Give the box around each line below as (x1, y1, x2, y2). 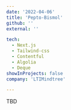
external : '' (6, 25, 39, 32)
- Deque (11, 65, 31, 71)
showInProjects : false (6, 70, 63, 76)
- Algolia (11, 59, 36, 65)
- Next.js (11, 42, 36, 48)
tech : (6, 37, 20, 43)
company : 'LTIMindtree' (6, 76, 66, 82)
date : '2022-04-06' (6, 8, 55, 15)
